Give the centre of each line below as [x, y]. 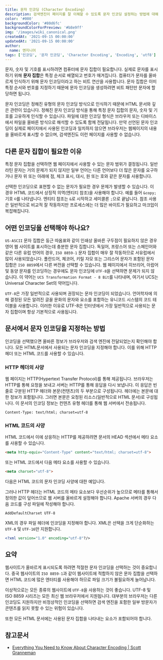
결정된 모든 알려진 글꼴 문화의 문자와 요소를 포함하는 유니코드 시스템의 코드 [81, 300]
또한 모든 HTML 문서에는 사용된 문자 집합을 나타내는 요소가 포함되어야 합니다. [79, 618]
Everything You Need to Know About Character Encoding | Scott [76, 647]
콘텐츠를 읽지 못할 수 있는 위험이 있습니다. [45, 608]
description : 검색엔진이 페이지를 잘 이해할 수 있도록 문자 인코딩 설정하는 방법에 [77, 14]
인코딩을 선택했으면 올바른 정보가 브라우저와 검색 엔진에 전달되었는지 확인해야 [79, 341]
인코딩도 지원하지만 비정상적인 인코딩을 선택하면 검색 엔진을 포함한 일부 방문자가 [81, 602]
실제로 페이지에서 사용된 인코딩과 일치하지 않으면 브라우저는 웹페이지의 [81, 128]
